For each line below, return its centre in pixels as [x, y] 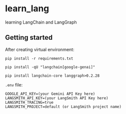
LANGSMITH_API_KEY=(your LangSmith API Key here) [57, 98]
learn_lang [27, 9]
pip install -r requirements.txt [39, 58]
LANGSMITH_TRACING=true [29, 102]
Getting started [29, 38]
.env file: [14, 85]
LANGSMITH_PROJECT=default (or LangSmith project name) [63, 107]
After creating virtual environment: [40, 49]
